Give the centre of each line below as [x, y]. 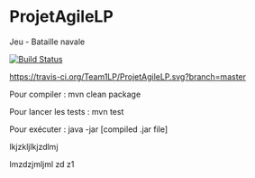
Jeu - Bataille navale [47, 42]
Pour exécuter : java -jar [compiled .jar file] [89, 129]
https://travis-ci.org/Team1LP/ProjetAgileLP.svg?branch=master [127, 76]
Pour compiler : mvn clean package [75, 94]
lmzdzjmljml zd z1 [42, 164]
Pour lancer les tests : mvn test [67, 111]
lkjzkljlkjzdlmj [34, 146]
